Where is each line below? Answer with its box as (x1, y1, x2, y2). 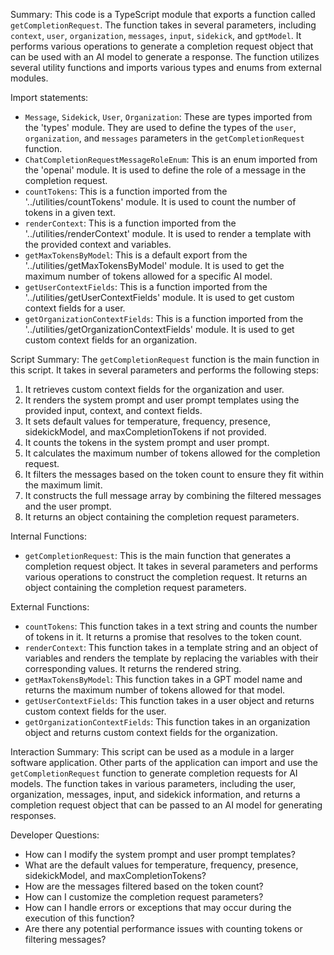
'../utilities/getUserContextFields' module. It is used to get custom (24, 292, 295, 303)
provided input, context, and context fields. (24, 405, 203, 416)
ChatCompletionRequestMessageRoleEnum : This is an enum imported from (24, 154, 318, 165)
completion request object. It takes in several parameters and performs (24, 560, 318, 572)
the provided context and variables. (24, 239, 172, 250)
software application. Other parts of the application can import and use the (10, 757, 318, 768)
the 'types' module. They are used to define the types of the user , (24, 122, 297, 133)
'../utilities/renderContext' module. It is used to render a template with (24, 228, 312, 239)
